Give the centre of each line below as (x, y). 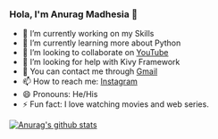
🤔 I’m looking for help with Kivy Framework (101, 62)
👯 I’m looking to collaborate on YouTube (95, 53)
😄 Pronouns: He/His (60, 94)
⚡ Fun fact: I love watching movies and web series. (116, 104)
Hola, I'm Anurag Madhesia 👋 (74, 14)
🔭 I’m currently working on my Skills (88, 34)
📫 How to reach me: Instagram (80, 82)
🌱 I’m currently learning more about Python (101, 43)
